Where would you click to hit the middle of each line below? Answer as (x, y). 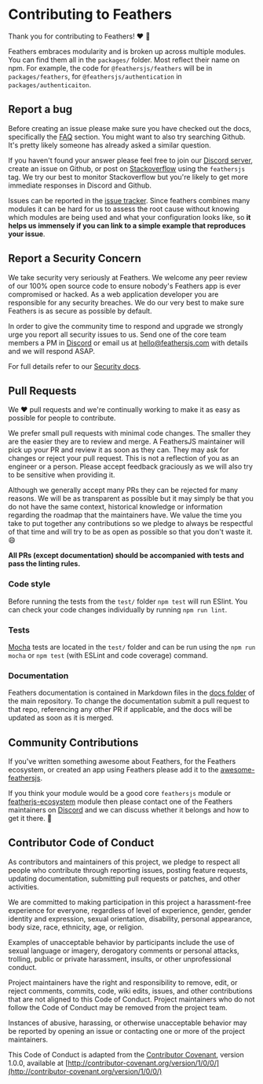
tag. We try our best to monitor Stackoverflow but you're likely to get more (128, 177)
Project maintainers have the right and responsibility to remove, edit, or (123, 982)
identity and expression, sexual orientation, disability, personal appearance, (130, 918)
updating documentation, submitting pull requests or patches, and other (124, 878)
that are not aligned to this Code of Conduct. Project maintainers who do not (131, 999)
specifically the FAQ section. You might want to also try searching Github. (127, 137)
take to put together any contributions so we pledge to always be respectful (131, 524)
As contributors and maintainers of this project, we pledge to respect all (124, 862)
